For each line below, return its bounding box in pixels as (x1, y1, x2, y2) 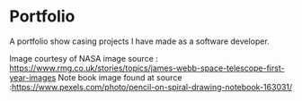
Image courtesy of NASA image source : (9, 53, 159, 63)
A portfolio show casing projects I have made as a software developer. (9, 36, 270, 46)
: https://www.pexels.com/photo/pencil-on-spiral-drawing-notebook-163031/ (9, 81, 293, 92)
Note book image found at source (58, 72, 182, 82)
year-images (9, 72, 57, 82)
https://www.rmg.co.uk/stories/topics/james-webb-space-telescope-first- (9, 63, 285, 73)
